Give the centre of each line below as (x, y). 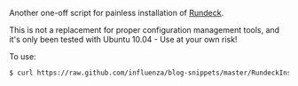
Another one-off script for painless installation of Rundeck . (117, 13)
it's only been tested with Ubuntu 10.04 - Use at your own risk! (123, 39)
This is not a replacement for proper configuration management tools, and (145, 30)
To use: (23, 56)
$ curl (21, 73)
